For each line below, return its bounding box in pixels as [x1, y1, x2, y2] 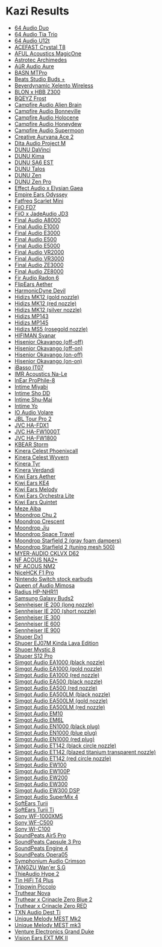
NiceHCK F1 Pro [14, 569, 55, 576]
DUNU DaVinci [14, 146, 51, 153]
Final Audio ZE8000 [14, 267, 64, 275]
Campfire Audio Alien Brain [14, 101, 82, 108]
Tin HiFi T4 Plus [14, 876, 54, 884]
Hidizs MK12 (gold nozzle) [14, 293, 79, 300]
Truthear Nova [14, 889, 51, 896]
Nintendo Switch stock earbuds [14, 575, 93, 583]
